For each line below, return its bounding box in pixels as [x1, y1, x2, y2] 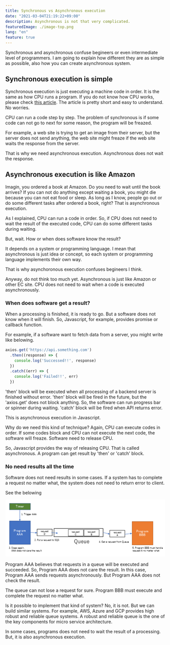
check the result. [5, 578, 41, 583]
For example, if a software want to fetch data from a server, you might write [5, 331, 163, 337]
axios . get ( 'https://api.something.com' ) [5, 347, 92, 352]
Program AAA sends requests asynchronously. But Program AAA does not [5, 572, 161, 578]
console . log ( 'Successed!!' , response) [14, 358, 96, 363]
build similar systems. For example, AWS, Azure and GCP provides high [5, 608, 155, 614]
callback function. [5, 321, 43, 328]
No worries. [5, 104, 30, 111]
